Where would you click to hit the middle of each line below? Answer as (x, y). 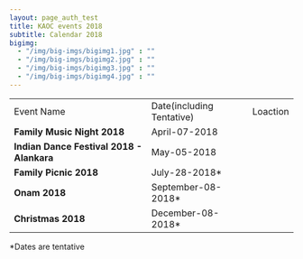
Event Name (40, 111)
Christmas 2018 (50, 218)
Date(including (182, 106)
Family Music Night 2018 (69, 132)
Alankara (34, 157)
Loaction (271, 111)
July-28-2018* (187, 172)
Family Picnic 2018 (56, 172)
